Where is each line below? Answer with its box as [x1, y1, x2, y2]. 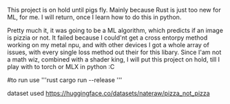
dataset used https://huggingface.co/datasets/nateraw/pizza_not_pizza [7, 89, 210, 97]
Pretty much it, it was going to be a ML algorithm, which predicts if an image [7, 27, 224, 34]
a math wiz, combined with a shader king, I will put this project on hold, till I [7, 55, 220, 64]
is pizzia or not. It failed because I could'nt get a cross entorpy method [7, 34, 208, 42]
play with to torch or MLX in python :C [7, 63, 115, 70]
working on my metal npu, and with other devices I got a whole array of [7, 41, 210, 49]
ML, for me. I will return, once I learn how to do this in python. [7, 13, 182, 21]
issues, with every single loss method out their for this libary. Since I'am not [7, 48, 222, 56]
